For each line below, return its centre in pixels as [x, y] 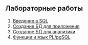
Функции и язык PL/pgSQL [41, 37]
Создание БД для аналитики [44, 31]
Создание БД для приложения [46, 26]
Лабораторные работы [44, 8]
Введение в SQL [30, 20]
